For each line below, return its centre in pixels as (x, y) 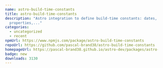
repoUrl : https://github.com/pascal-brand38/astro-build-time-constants (80, 45)
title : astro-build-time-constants (41, 14)
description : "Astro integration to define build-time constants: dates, (81, 18)
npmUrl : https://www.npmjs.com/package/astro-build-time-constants (75, 41)
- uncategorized (26, 32)
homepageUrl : (18, 49)
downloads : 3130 (21, 58)
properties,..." (26, 23)
